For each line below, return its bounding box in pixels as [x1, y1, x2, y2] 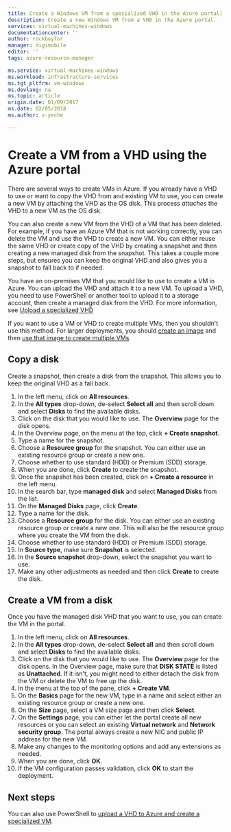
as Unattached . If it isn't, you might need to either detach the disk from [17, 669, 219, 678]
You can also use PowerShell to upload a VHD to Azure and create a [8, 810, 200, 818]
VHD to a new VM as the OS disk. [8, 206, 102, 215]
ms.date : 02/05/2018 [8, 106, 67, 112]
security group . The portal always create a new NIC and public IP [17, 728, 204, 736]
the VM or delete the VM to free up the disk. [17, 677, 143, 685]
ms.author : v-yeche [8, 112, 64, 119]
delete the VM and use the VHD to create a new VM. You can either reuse [8, 234, 215, 242]
